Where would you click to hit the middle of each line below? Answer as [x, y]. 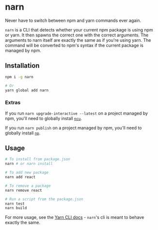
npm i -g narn [19, 77]
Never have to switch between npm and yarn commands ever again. [73, 20]
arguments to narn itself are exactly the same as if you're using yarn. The [78, 40]
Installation [22, 66]
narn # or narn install [29, 164]
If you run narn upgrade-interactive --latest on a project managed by [77, 113]
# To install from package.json [38, 159]
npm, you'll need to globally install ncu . [44, 118]
